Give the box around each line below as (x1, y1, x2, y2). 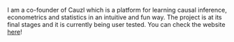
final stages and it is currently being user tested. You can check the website (7, 21, 226, 28)
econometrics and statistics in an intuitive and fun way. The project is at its (7, 13, 222, 21)
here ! (7, 28, 22, 36)
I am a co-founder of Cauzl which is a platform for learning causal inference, (7, 6, 227, 14)
